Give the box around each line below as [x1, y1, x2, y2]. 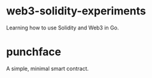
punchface [6, 45, 62, 59]
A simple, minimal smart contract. [6, 65, 89, 72]
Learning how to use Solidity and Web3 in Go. [6, 24, 119, 31]
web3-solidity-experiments [6, 4, 147, 18]
